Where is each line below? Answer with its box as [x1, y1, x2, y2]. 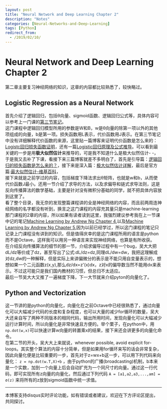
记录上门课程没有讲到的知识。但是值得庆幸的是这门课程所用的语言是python [5, 231, 159, 237]
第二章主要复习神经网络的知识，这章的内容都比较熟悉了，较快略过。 [5, 84, 145, 90]
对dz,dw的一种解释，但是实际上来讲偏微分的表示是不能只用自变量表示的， [5, 255, 158, 261]
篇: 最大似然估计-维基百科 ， [5, 168, 61, 174]
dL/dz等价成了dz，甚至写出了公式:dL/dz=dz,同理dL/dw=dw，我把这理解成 [5, 249, 158, 255]
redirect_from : [5, 30, 37, 35]
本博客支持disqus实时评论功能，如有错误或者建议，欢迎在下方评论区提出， [5, 392, 158, 398]
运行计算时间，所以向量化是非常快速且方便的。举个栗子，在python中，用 [5, 321, 155, 327]
